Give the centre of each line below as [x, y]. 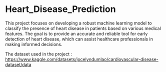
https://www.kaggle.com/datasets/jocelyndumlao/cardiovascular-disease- [82, 59]
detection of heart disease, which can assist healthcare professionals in [79, 39]
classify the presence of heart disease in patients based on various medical [83, 28]
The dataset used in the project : [39, 54]
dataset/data [18, 64]
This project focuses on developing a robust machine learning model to [78, 23]
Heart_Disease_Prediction [60, 9]
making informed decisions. [34, 44]
